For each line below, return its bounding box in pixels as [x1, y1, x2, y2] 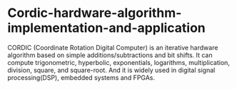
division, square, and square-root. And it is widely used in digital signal [7, 66, 216, 74]
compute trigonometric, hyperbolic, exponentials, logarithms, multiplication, [7, 58, 231, 66]
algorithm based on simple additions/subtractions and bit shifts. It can [7, 51, 213, 59]
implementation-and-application [7, 20, 206, 36]
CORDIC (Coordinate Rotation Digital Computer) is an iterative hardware [7, 43, 218, 52]
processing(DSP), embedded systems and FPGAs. [7, 73, 156, 82]
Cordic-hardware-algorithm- [7, 5, 182, 21]
